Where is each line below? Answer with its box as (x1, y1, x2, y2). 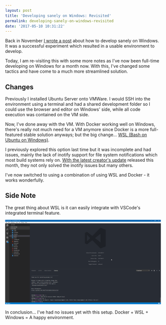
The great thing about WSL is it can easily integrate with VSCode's (5, 204, 141, 210)
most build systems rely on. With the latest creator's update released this (5, 157, 154, 163)
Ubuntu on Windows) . (5, 137, 50, 143)
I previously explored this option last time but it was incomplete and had (5, 146, 152, 153)
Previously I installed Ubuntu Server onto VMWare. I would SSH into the (5, 96, 151, 102)
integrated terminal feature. (5, 210, 61, 216)
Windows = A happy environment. (5, 314, 75, 320)
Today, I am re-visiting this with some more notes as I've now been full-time (5, 58, 160, 64)
